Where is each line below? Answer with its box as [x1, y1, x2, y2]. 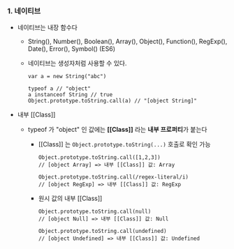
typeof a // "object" [27, 85, 91, 92]
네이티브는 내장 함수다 [17, 23, 78, 32]
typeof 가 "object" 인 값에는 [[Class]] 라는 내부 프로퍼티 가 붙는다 [27, 126, 207, 134]
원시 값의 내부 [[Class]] [38, 194, 103, 203]
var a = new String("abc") [27, 73, 107, 80]
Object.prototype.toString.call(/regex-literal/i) [38, 174, 189, 181]
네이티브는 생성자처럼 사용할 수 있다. [27, 59, 127, 68]
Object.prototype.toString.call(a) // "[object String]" [27, 98, 198, 105]
